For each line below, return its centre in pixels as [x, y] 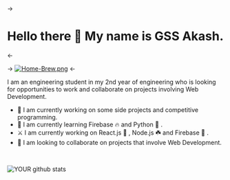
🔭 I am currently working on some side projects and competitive [107, 110]
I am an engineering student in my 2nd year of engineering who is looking [112, 82]
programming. [37, 117]
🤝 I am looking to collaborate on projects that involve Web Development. [119, 142]
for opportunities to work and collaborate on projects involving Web [103, 89]
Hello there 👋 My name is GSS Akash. [115, 36]
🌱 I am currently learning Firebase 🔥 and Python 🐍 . [90, 124]
